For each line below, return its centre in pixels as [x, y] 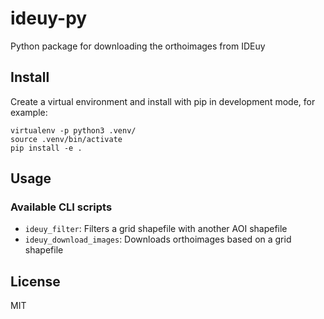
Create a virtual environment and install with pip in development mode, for [163, 101]
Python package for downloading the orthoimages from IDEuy [138, 46]
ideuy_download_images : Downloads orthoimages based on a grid [158, 239]
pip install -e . [46, 148]
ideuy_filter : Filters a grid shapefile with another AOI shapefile [156, 229]
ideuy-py [49, 18]
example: [29, 112]
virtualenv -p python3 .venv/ [73, 130]
